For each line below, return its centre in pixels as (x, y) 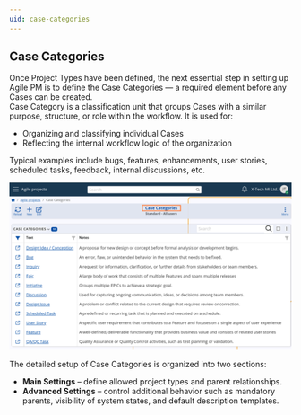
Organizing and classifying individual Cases (103, 134)
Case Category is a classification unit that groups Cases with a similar (138, 107)
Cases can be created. (51, 97)
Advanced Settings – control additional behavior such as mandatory (149, 391)
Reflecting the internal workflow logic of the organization (127, 143)
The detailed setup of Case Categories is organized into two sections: (138, 364)
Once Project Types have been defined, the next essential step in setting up (149, 78)
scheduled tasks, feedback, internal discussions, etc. (107, 170)
